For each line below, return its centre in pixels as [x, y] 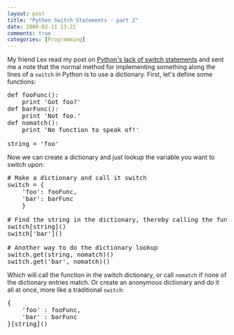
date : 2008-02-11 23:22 [42, 27]
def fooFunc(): [33, 95]
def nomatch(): [33, 123]
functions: [22, 82]
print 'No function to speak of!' [81, 130]
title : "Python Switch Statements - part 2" [73, 20]
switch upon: [26, 165]
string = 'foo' [33, 144]
